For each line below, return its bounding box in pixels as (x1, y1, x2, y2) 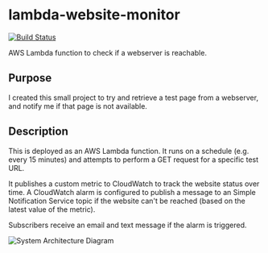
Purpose (8, 71, 52, 85)
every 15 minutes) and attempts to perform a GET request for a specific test (8, 155, 259, 164)
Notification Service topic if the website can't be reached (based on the (8, 196, 245, 205)
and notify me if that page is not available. (8, 101, 147, 110)
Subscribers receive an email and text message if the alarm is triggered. (8, 220, 247, 230)
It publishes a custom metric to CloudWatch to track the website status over (8, 179, 260, 189)
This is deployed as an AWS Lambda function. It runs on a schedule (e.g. (8, 146, 249, 156)
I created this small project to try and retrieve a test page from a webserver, (8, 93, 259, 102)
